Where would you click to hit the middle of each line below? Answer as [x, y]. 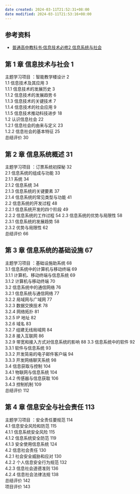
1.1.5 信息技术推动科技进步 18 [34, 113]
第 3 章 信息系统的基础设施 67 [49, 250]
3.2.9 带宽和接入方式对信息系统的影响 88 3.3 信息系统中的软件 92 [70, 342]
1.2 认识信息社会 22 [24, 119]
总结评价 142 [18, 480]
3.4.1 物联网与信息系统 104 [31, 372]
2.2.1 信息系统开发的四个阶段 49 [37, 209]
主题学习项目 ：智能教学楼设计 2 [37, 77]
